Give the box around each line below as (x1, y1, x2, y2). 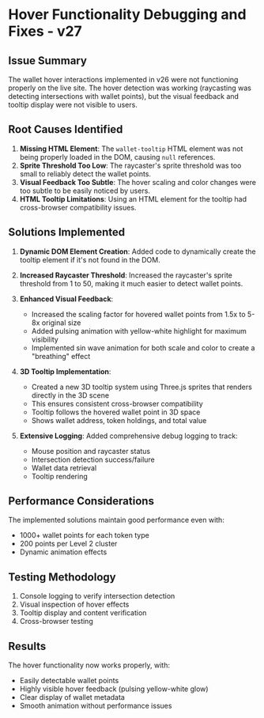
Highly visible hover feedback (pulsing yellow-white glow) (19, 684, 209, 693)
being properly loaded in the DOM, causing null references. (19, 152, 216, 161)
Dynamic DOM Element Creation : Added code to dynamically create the (19, 247, 257, 256)
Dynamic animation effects (19, 547, 107, 557)
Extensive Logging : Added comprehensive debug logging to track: (19, 431, 239, 440)
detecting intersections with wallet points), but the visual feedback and (8, 92, 239, 100)
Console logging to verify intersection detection (19, 591, 175, 601)
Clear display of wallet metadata (19, 693, 125, 702)
